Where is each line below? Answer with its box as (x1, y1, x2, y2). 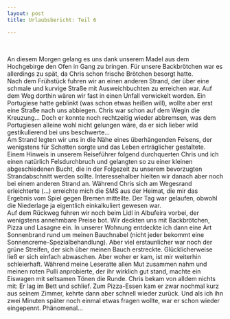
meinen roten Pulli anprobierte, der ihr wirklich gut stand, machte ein (7, 267, 201, 276)
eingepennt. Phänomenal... (7, 304, 84, 312)
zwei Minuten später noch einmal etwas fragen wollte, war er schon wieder (7, 296, 220, 305)
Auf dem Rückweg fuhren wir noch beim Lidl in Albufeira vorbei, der (7, 208, 199, 217)
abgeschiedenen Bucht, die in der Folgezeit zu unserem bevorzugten (7, 165, 203, 173)
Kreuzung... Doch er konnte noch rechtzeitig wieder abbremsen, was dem (7, 113, 216, 121)
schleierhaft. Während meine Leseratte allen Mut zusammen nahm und (7, 260, 207, 268)
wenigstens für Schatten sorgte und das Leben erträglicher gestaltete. (7, 143, 206, 151)
